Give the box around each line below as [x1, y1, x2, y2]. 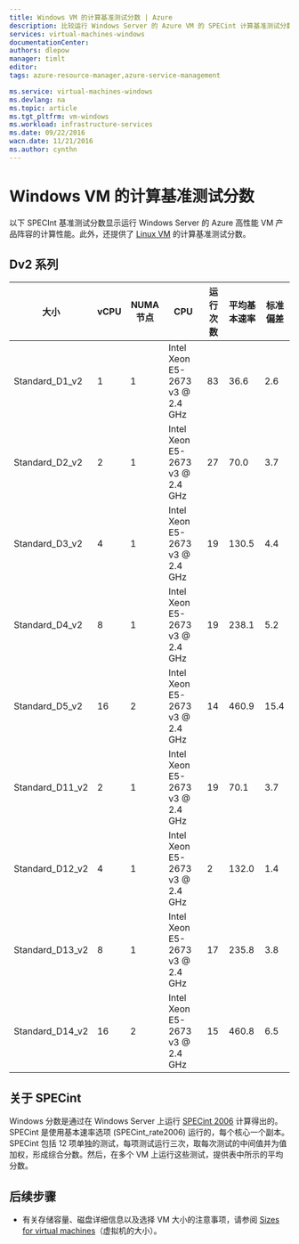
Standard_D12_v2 [13, 862, 89, 874]
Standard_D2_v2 [13, 456, 83, 468]
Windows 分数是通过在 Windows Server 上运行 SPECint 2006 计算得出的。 [9, 1116, 283, 1126]
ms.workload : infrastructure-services [9, 120, 153, 129]
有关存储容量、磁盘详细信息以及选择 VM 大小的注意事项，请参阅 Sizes [21, 1215, 280, 1225]
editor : [9, 63, 38, 72]
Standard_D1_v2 [13, 375, 83, 387]
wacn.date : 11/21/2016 [9, 137, 93, 146]
